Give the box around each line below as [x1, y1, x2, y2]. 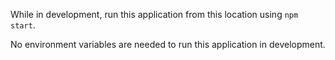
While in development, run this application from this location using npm [10, 9, 299, 20]
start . [10, 19, 36, 31]
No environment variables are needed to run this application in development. [10, 39, 326, 50]
